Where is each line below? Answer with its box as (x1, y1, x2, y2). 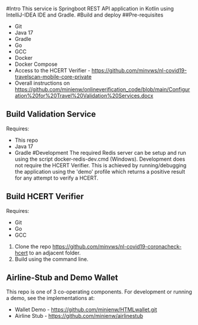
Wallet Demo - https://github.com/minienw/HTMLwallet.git (14, 306, 158, 313)
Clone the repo (14, 243, 51, 250)
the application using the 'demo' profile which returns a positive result (14, 168, 186, 175)
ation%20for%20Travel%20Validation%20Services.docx (14, 92, 154, 99)
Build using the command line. (14, 255, 89, 263)
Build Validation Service (6, 109, 96, 119)
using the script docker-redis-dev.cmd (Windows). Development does (14, 155, 186, 162)
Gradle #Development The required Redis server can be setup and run (14, 149, 186, 156)
